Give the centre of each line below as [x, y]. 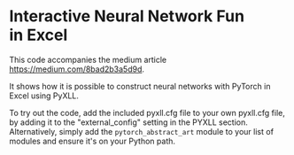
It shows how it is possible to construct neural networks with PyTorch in [140, 86]
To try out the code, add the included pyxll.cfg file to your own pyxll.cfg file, [147, 112]
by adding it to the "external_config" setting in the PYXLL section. [128, 122]
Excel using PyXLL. [44, 96]
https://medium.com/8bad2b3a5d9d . [77, 69]
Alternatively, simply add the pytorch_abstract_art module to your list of [142, 131]
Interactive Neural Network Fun [127, 16]
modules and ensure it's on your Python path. [92, 141]
